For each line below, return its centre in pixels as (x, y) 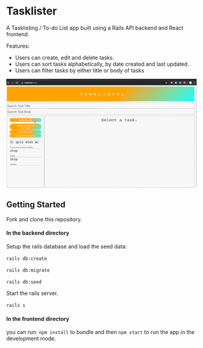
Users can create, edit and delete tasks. (65, 57)
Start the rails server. (32, 293)
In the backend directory (38, 233)
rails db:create (27, 259)
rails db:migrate (28, 270)
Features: (18, 46)
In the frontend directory (38, 318)
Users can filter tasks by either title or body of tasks (79, 70)
